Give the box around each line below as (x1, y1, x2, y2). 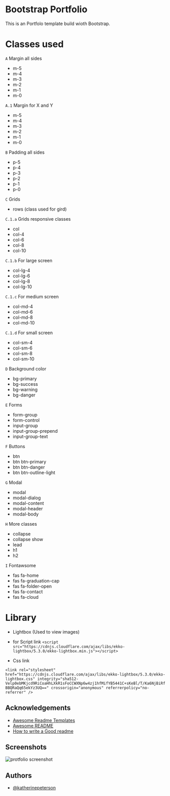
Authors (5, 771, 32, 780)
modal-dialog (12, 495, 41, 501)
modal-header (12, 505, 43, 511)
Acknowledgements (5, 704, 71, 712)
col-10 (12, 247, 27, 253)
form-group (12, 411, 38, 417)
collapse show (12, 536, 43, 542)
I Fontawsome (5, 562, 36, 568)
